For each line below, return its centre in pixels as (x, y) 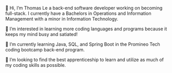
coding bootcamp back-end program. (45, 50)
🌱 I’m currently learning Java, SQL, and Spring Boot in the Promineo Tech (83, 44)
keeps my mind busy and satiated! (42, 34)
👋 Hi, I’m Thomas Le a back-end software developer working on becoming (84, 8)
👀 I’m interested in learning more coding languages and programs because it (86, 29)
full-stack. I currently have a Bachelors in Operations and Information (78, 13)
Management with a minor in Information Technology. (62, 19)
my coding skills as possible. (36, 65)
